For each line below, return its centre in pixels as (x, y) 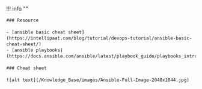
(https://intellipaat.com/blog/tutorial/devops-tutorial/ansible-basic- (99, 38)
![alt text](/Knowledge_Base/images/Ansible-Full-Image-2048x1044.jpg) (98, 80)
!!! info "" (17, 9)
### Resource (23, 20)
